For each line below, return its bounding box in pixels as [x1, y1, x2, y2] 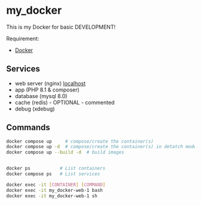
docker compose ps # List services [6, 171, 100, 177]
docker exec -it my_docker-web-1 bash [6, 187, 103, 193]
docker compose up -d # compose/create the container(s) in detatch [6, 144, 184, 150]
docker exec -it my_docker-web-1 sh [6, 192, 98, 199]
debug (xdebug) [14, 105, 55, 112]
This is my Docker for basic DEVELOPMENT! [6, 23, 115, 30]
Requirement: [6, 35, 39, 42]
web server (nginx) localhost [14, 79, 86, 87]
